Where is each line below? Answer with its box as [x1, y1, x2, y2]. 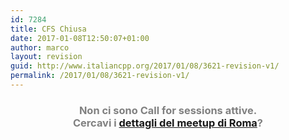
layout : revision [10, 52, 83, 62]
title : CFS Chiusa [10, 24, 87, 34]
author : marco [10, 42, 70, 53]
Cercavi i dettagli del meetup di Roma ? [73, 116, 263, 130]
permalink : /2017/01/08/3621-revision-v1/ [10, 71, 190, 81]
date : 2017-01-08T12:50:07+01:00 [10, 33, 150, 43]
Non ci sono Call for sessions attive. [78, 103, 258, 117]
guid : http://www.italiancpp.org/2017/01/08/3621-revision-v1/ [10, 61, 280, 71]
